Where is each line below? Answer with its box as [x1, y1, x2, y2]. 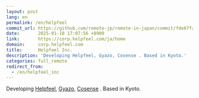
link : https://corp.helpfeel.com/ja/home [6, 36, 126, 42]
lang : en [6, 14, 28, 20]
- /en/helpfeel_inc [11, 69, 60, 75]
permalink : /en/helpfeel [6, 19, 68, 25]
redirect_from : [6, 63, 44, 70]
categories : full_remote [6, 58, 68, 64]
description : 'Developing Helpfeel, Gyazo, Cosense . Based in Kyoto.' [6, 53, 187, 58]
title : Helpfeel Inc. [6, 47, 73, 53]
